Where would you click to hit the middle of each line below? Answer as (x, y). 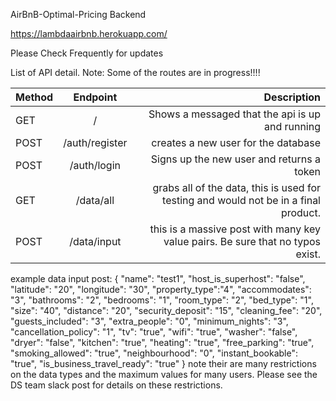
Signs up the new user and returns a (235, 159)
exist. (308, 254)
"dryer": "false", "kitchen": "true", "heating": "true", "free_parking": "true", (162, 342)
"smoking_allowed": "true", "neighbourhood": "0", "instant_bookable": (154, 353)
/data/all (95, 200)
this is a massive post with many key (235, 229)
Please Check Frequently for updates (87, 53)
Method (34, 97)
